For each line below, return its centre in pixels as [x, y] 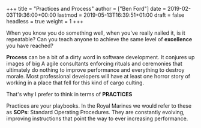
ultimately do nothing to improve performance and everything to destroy [95, 70]
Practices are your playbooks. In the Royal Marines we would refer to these [99, 106]
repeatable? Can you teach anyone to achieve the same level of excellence [99, 39]
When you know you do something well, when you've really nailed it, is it [96, 33]
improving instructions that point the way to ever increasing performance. [97, 118]
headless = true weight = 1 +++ [45, 21]
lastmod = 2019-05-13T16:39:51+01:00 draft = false [121, 15]
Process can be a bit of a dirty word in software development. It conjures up [100, 57]
